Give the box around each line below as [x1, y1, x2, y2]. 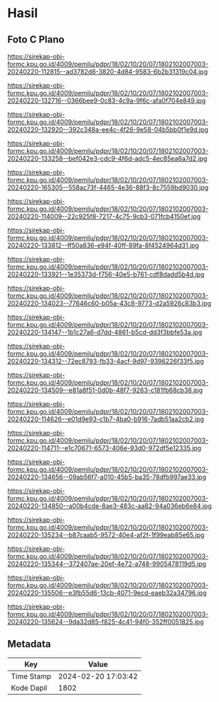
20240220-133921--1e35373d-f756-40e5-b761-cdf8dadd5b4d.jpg [7, 270, 205, 279]
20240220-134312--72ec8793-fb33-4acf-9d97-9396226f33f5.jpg [7, 357, 204, 365]
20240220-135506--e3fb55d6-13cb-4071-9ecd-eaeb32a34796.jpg [7, 589, 207, 597]
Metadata [7, 638, 51, 650]
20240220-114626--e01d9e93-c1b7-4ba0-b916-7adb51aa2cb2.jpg [7, 415, 205, 423]
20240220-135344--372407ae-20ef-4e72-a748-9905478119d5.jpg [7, 559, 206, 568]
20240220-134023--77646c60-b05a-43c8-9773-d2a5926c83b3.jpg [7, 299, 212, 307]
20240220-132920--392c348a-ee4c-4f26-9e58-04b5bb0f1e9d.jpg [7, 125, 208, 133]
